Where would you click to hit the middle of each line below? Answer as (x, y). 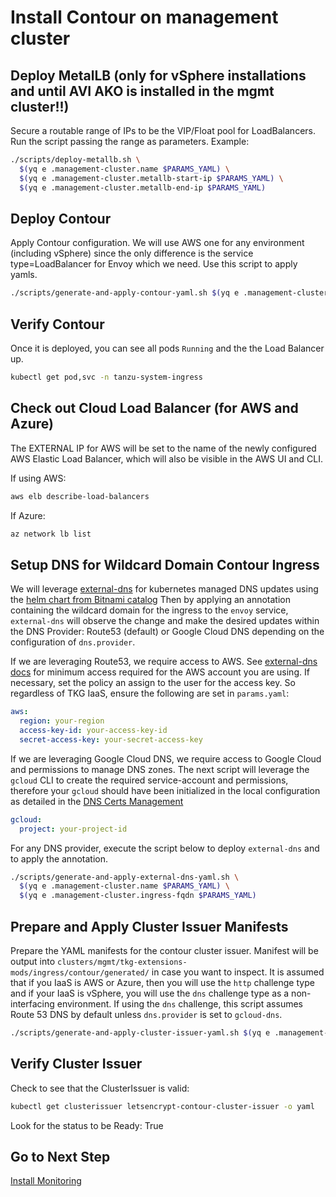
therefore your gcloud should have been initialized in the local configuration (165, 790)
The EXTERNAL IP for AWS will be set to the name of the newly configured (163, 448)
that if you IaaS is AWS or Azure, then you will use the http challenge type (162, 982)
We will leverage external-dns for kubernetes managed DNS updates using (164, 589)
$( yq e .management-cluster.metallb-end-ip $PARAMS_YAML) (143, 187)
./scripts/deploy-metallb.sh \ (75, 160)
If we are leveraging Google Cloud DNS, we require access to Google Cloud (166, 758)
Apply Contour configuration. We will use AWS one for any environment (157, 243)
